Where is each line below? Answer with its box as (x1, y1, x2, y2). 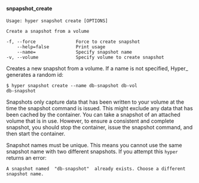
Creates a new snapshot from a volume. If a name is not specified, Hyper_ (6, 65, 188, 72)
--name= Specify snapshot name (17, 49, 133, 55)
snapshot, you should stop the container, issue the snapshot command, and (6, 124, 193, 131)
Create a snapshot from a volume (6, 29, 90, 35)
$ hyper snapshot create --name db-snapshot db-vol (6, 83, 137, 89)
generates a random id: (6, 72, 64, 79)
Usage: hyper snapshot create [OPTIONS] (6, 18, 109, 24)
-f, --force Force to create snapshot (6, 39, 140, 45)
